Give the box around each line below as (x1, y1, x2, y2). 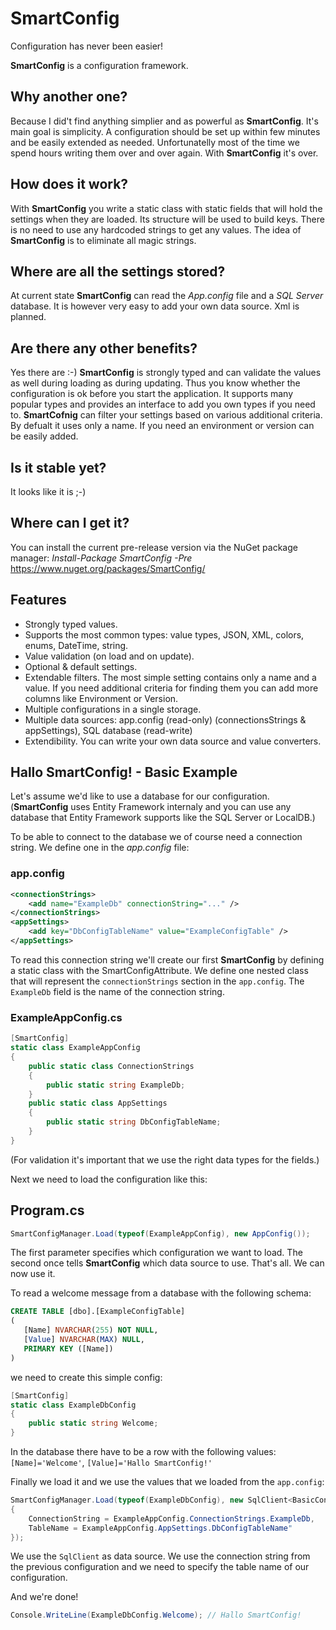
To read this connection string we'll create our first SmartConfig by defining (10, 953, 325, 966)
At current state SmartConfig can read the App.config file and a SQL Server (10, 290, 324, 302)
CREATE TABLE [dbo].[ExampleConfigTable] (10, 1307, 186, 1317)
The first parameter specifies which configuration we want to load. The (10, 1247, 303, 1259)
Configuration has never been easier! (10, 40, 164, 52)
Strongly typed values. (24, 618, 118, 630)
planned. (10, 311, 47, 323)
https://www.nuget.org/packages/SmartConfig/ (10, 562, 206, 574)
